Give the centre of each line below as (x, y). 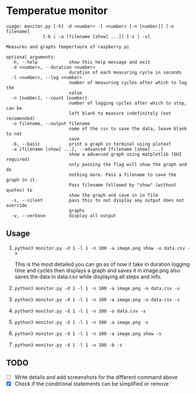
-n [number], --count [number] (49, 98)
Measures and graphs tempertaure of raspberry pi (68, 47)
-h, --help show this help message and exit (81, 62)
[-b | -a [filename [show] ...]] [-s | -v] (97, 36)
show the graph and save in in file (114, 195)
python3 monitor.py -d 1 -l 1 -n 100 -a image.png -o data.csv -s (97, 299)
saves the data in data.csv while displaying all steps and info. (88, 277)
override (17, 205)
